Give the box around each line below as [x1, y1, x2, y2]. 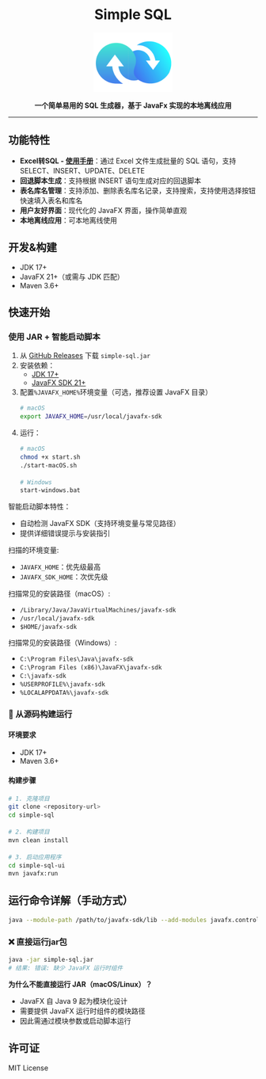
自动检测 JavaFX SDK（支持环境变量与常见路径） [19, 519, 180, 528]
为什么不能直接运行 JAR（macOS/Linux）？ [8, 980, 153, 989]
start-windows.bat [19, 486, 81, 494]
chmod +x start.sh [19, 453, 81, 461]
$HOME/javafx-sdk [19, 623, 78, 631]
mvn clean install [8, 836, 69, 845]
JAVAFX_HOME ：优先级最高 [19, 562, 101, 572]
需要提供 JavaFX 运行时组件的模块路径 [19, 1006, 146, 1016]
